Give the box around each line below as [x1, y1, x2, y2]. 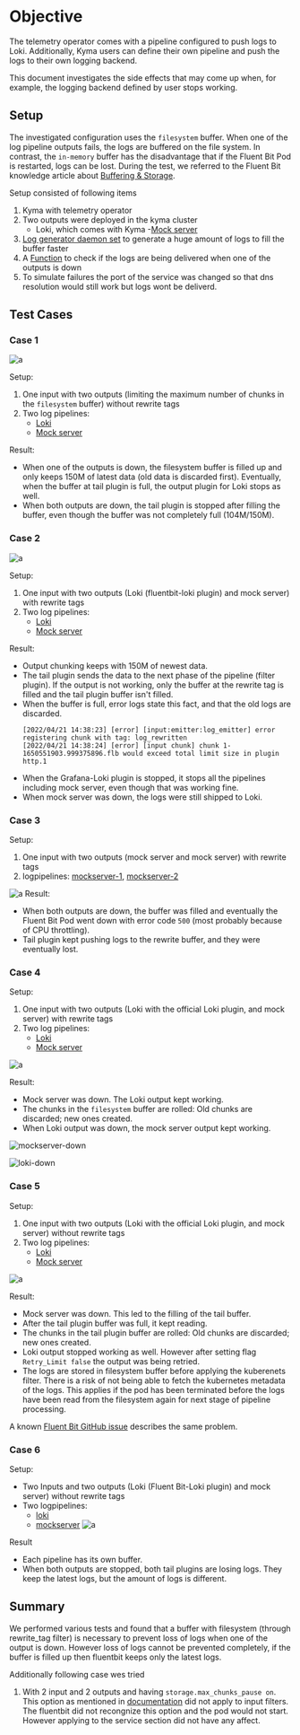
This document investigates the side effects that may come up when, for [9, 72, 277, 83]
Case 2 [9, 532, 40, 545]
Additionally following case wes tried [9, 1669, 145, 1679]
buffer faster [21, 242, 69, 253]
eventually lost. [21, 944, 79, 955]
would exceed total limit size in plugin [122, 749, 279, 758]
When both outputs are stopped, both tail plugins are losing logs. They [21, 1564, 282, 1574]
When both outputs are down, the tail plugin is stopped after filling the [21, 500, 280, 511]
